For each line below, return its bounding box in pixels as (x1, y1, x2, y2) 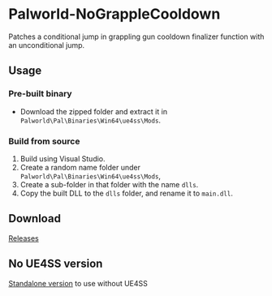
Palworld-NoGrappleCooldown (8, 5, 221, 24)
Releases (8, 233, 39, 243)
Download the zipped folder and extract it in (19, 106, 168, 116)
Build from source (8, 135, 80, 147)
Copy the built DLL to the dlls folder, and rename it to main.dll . (19, 188, 234, 198)
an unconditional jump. (8, 40, 85, 49)
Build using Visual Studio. (19, 153, 106, 163)
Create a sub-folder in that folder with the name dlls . (19, 179, 199, 189)
